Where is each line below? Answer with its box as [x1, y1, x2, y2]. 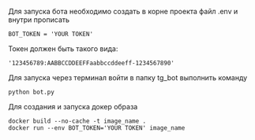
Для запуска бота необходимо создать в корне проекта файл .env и [8, 7, 238, 16]
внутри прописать [8, 15, 69, 24]
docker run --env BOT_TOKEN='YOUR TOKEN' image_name [8, 124, 186, 132]
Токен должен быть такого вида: [8, 44, 118, 53]
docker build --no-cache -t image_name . [8, 117, 147, 125]
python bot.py [8, 88, 55, 96]
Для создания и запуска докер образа [8, 102, 138, 111]
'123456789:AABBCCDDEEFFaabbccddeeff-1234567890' [8, 59, 175, 67]
